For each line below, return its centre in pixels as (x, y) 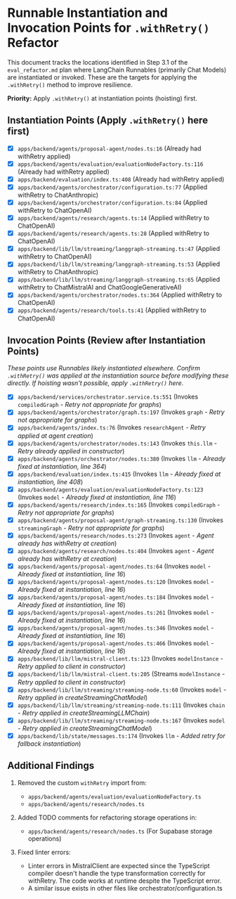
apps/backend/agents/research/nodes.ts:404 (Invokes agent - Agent (116, 550)
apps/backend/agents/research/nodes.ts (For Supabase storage (120, 831)
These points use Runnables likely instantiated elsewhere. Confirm (104, 368)
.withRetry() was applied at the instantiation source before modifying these (118, 376)
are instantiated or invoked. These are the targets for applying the (102, 77)
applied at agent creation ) (55, 435)
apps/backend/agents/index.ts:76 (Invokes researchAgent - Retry (111, 427)
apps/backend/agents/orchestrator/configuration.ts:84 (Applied (112, 202)
